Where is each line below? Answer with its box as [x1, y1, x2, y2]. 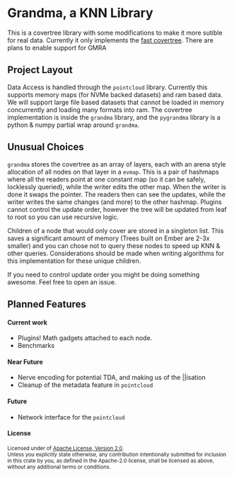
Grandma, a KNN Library [7, 5, 153, 21]
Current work [7, 318, 48, 327]
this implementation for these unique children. [7, 257, 141, 265]
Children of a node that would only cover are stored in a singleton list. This [7, 226, 224, 235]
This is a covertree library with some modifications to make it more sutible [7, 28, 223, 37]
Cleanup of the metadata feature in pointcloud [17, 381, 153, 389]
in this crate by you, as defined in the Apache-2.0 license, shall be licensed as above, [7, 457, 214, 464]
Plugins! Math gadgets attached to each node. [17, 334, 153, 342]
